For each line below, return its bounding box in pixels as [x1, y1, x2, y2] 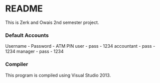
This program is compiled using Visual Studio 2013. [5, 72, 111, 78]
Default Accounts [5, 32, 49, 39]
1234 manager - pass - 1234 [5, 48, 64, 55]
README [5, 3, 43, 14]
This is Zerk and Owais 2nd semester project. [5, 19, 99, 25]
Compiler [5, 61, 29, 68]
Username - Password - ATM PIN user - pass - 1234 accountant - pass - [5, 43, 155, 49]
